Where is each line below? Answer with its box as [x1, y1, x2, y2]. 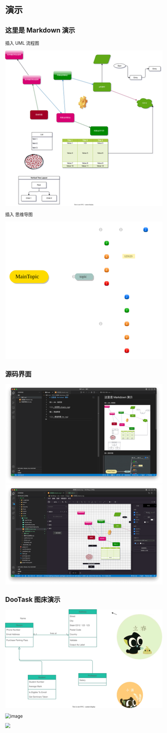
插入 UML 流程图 [5, 40, 39, 46]
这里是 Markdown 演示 [5, 26, 76, 34]
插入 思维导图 [5, 211, 33, 217]
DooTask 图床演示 [5, 595, 61, 604]
